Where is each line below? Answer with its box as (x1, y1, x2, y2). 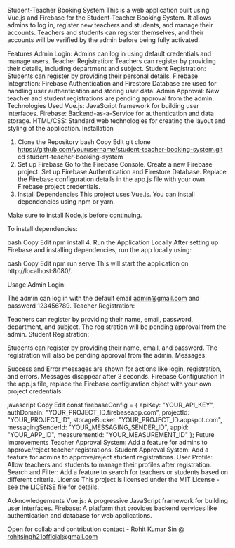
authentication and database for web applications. (7, 511, 152, 519)
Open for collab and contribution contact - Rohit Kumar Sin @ (7, 525, 184, 533)
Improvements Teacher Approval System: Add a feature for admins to (7, 438, 208, 446)
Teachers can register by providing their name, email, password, (7, 315, 194, 323)
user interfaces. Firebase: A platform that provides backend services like (7, 504, 217, 512)
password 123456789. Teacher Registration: (7, 301, 135, 310)
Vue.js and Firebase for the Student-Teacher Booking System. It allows (7, 13, 212, 22)
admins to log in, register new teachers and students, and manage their (7, 21, 213, 29)
